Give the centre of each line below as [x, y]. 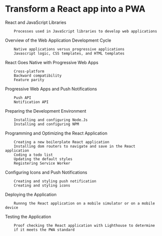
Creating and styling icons [42, 185]
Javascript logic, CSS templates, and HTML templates [69, 53]
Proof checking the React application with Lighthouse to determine [84, 225]
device [12, 207]
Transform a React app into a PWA [75, 9]
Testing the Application [28, 217]
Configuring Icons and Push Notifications [46, 172]
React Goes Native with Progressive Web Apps [52, 62]
